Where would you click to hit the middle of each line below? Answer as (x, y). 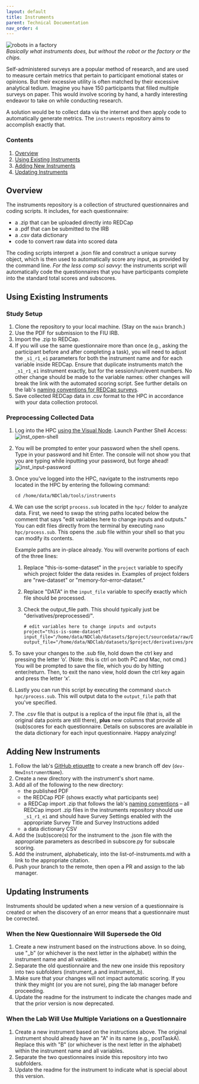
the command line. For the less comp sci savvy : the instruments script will (96, 266)
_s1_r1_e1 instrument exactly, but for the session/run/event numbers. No (103, 371)
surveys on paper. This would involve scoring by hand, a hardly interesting (97, 94)
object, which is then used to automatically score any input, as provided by (97, 259)
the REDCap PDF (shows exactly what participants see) (91, 798)
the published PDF (46, 791)
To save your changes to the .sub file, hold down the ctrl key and (94, 653)
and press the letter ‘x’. (43, 678)
